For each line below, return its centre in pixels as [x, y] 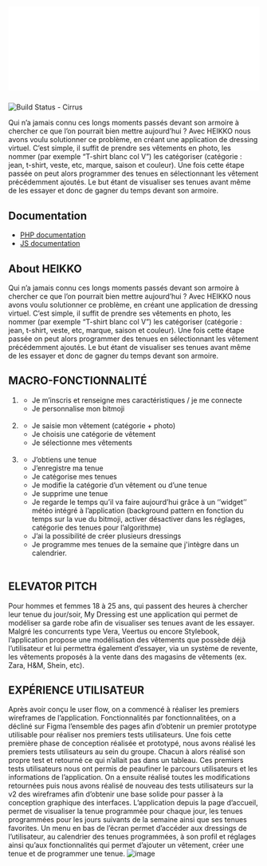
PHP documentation [53, 235]
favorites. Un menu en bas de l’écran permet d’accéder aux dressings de [128, 828]
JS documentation [50, 244]
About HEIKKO [45, 269]
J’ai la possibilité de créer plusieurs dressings [106, 536]
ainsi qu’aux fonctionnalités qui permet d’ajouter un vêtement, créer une [126, 845]
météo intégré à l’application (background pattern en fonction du [138, 510]
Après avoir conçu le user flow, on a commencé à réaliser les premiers [124, 709]
